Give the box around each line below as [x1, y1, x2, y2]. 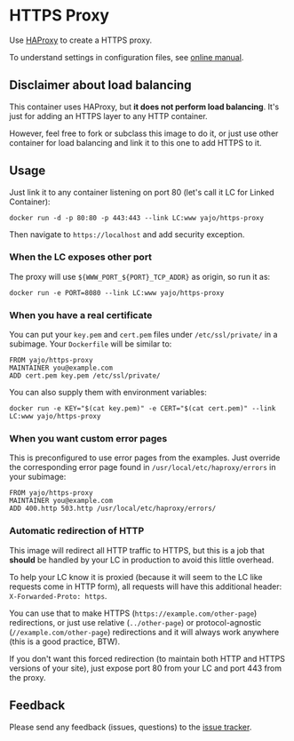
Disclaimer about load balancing [9, 77, 192, 93]
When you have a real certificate [9, 308, 153, 321]
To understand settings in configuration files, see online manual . [9, 52, 244, 62]
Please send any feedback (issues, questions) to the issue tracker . [9, 721, 252, 732]
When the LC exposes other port [9, 251, 153, 263]
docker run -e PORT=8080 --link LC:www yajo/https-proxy [9, 288, 225, 298]
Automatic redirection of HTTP [9, 525, 145, 538]
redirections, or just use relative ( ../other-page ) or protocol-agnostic [9, 617, 262, 627]
